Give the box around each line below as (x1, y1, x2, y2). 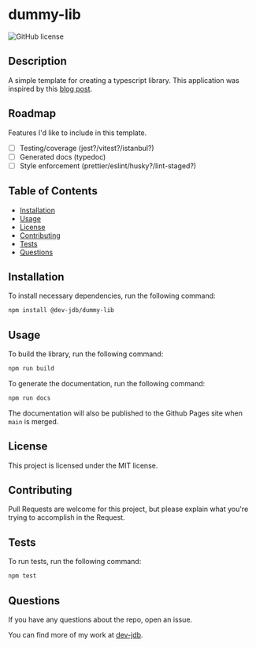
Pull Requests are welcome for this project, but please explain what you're (8, 504, 249, 514)
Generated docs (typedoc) (19, 152, 106, 161)
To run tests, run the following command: (8, 557, 142, 566)
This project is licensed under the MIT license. (8, 461, 158, 470)
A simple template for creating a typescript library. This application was (8, 75, 240, 85)
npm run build (8, 365, 55, 373)
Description (8, 55, 67, 68)
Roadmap (8, 107, 57, 120)
